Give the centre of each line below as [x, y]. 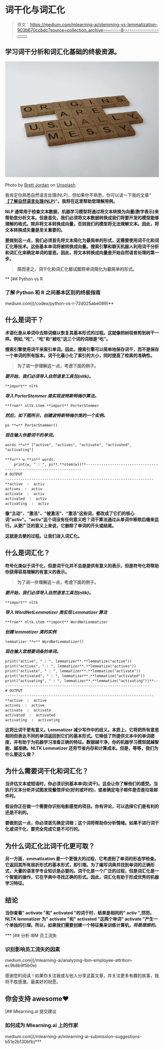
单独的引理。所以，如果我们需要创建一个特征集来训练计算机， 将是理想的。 [84, 925]
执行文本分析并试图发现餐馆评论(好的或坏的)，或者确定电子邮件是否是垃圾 [79, 790]
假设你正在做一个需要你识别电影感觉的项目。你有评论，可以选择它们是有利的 [82, 807]
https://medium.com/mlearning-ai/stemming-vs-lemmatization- [94, 24]
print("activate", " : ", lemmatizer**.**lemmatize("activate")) [73, 671]
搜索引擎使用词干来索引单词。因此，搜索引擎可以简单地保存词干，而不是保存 [82, 349]
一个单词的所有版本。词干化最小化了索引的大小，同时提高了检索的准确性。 [80, 355]
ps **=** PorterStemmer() [31, 425]
